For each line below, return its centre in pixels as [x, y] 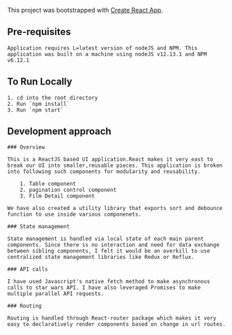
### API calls [28, 269]
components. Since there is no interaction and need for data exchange [113, 245]
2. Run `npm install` [39, 104]
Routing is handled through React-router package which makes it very [112, 318]
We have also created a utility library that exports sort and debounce [115, 209]
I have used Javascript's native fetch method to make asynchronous [109, 282]
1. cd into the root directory [53, 98]
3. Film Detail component [57, 196]
